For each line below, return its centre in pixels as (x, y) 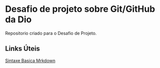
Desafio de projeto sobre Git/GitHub (80, 9)
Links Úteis (23, 49)
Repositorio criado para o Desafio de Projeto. (51, 33)
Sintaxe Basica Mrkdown (30, 61)
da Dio (19, 19)
